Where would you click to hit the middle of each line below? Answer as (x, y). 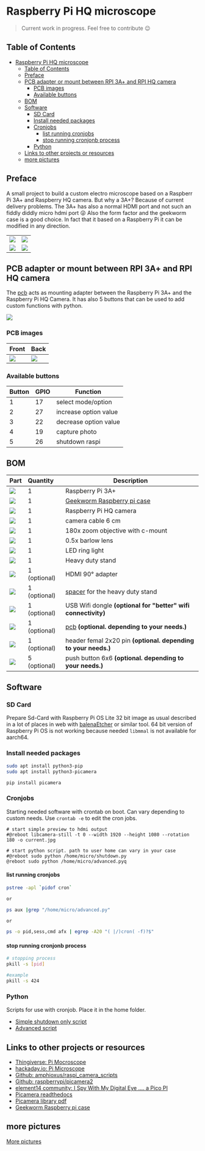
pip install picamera (34, 783)
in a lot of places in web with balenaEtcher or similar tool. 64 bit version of (99, 724)
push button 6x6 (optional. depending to (124, 658)
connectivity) (85, 613)
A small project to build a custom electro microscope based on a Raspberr (99, 193)
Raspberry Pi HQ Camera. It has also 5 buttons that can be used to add (95, 299)
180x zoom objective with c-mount (116, 531)
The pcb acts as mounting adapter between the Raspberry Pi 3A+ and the (99, 293)
